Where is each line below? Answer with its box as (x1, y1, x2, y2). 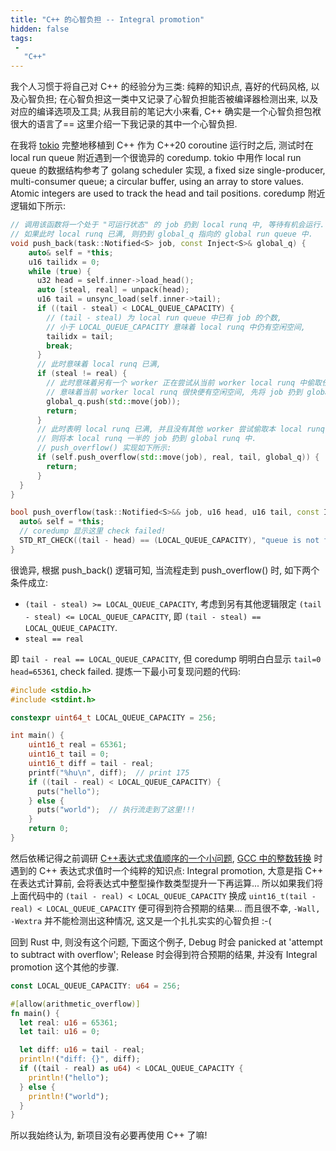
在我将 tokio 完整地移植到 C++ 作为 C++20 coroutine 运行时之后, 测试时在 (10, 139, 314, 151)
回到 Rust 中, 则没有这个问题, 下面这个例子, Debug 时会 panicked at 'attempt (10, 936, 323, 948)
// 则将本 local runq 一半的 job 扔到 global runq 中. (36, 434, 257, 444)
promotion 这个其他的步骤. (10, 961, 120, 973)
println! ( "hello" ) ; (28, 1072, 110, 1083)
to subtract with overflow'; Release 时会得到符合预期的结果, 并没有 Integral (10, 948, 318, 960)
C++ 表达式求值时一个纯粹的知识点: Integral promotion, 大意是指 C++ (38, 864, 324, 876)
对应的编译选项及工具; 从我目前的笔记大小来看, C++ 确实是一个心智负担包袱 (10, 106, 322, 118)
